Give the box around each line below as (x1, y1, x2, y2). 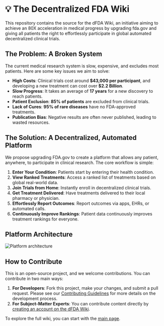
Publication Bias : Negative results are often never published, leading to (12, 114, 157, 120)
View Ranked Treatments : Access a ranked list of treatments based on (12, 174, 156, 180)
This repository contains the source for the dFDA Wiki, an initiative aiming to (5, 20, 159, 26)
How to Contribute (5, 257, 63, 266)
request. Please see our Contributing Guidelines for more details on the (12, 291, 156, 297)
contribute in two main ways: (5, 276, 64, 282)
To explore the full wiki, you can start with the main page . (5, 316, 121, 322)
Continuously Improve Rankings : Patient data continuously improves (12, 211, 153, 217)
